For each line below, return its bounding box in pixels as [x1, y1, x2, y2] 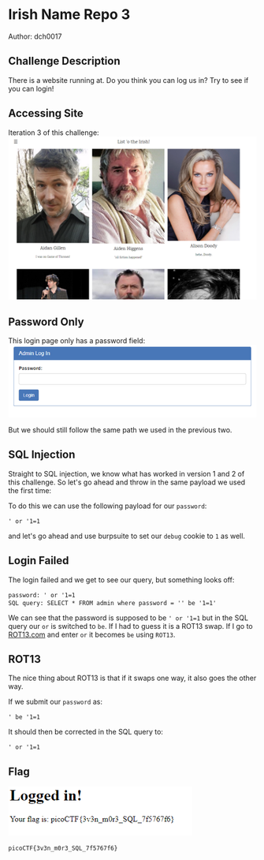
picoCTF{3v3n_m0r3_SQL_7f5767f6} [8, 844, 118, 853]
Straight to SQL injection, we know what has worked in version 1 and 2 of [8, 469, 245, 478]
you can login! [8, 84, 54, 93]
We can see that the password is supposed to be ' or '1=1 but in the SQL [8, 613, 249, 623]
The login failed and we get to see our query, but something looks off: [8, 574, 235, 585]
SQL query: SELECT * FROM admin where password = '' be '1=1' [8, 599, 217, 607]
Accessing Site [8, 107, 84, 120]
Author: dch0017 [8, 32, 62, 41]
